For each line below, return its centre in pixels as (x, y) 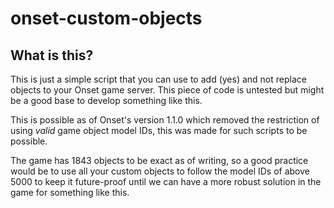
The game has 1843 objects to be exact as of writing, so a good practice (159, 160)
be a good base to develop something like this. (106, 100)
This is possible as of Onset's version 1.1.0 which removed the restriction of (165, 120)
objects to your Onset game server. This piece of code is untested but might (167, 90)
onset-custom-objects (106, 18)
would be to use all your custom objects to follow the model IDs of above (160, 171)
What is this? (52, 55)
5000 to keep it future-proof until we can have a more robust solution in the (166, 181)
